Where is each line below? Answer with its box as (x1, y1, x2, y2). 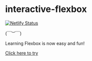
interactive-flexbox (5, 3, 87, 15)
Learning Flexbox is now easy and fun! (5, 40, 85, 46)
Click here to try (5, 50, 38, 56)
